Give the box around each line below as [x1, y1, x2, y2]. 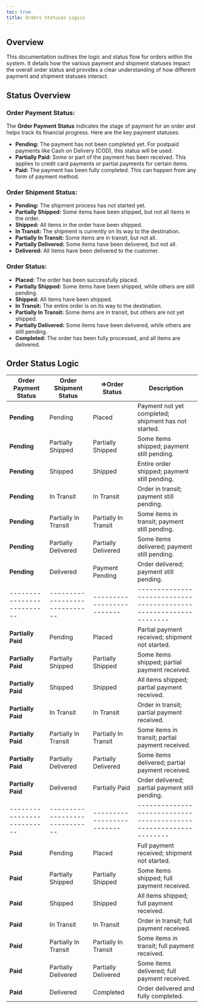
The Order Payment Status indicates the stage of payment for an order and [6, 122, 195, 130]
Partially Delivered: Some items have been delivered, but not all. [15, 241, 177, 248]
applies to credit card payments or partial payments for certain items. [15, 160, 189, 167]
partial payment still [137, 784, 194, 792]
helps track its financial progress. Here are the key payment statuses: [6, 129, 180, 136]
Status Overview [6, 90, 71, 100]
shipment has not [137, 417, 187, 426]
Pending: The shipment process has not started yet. [15, 202, 146, 209]
